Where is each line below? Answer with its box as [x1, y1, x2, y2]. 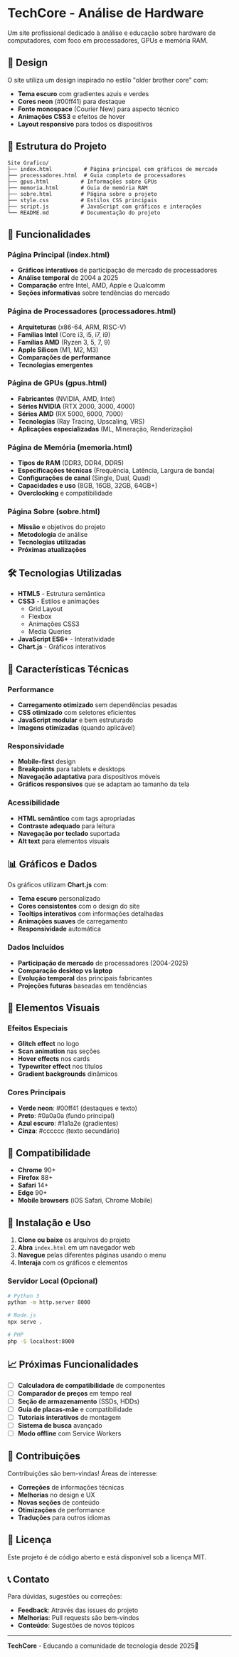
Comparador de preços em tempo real [17, 1389, 132, 1397]
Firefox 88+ [17, 1174, 53, 1182]
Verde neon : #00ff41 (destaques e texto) [17, 1104, 137, 1112]
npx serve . [7, 1319, 43, 1326]
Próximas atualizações [17, 545, 87, 554]
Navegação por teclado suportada [17, 829, 120, 837]
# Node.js [7, 1312, 37, 1319]
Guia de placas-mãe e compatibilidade [17, 1405, 133, 1413]
